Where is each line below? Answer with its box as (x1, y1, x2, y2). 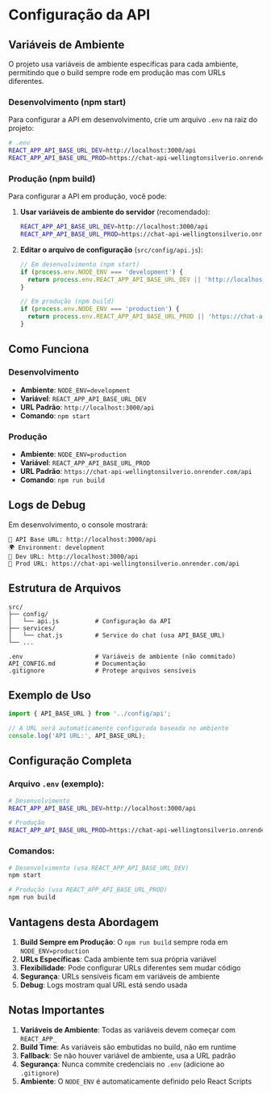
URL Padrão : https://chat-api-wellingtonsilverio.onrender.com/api (19, 466, 252, 476)
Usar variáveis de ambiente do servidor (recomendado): (19, 207, 211, 217)
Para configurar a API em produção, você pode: (8, 191, 167, 201)
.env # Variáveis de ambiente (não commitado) (8, 652, 236, 660)
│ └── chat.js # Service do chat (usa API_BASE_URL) (8, 631, 226, 639)
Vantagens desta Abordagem (8, 916, 159, 929)
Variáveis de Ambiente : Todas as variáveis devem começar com (19, 1025, 236, 1034)
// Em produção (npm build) (19, 297, 115, 306)
